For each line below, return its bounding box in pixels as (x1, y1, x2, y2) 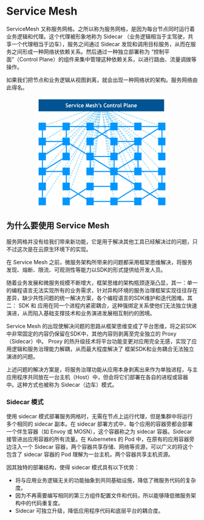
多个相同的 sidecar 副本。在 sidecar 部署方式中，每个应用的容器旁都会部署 (6, 420, 193, 427)
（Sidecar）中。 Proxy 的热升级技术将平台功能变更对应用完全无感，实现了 (6, 337, 192, 345)
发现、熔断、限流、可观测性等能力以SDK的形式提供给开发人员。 (6, 266, 166, 273)
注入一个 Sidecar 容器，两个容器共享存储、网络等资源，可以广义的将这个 (11, 443, 194, 451)
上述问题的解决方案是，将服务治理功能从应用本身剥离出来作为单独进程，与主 (6, 365, 198, 373)
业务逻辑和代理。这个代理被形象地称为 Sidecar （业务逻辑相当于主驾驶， (6, 32, 188, 40)
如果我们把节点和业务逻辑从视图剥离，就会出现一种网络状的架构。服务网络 (6, 76, 192, 83)
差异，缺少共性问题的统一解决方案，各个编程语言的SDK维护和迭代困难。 (6, 294, 188, 301)
